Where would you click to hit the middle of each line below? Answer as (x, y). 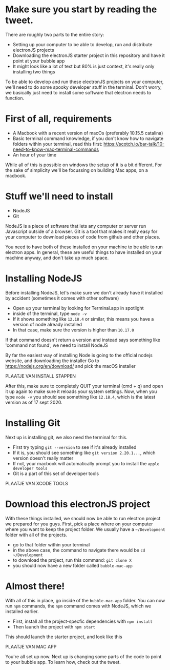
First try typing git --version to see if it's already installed (75, 447)
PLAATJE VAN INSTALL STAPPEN (40, 376)
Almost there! (35, 586)
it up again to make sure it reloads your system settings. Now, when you (81, 391)
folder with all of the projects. (36, 535)
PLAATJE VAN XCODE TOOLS (37, 483)
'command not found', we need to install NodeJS (57, 345)
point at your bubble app (39, 61)
